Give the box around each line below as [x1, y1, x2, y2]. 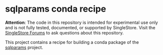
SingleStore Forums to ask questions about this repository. [5, 30, 124, 36]
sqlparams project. [5, 44, 43, 50]
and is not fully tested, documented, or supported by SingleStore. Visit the [5, 24, 156, 30]
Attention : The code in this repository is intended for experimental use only [5, 19, 159, 25]
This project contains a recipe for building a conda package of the [5, 39, 139, 45]
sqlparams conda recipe [5, 3, 106, 15]
